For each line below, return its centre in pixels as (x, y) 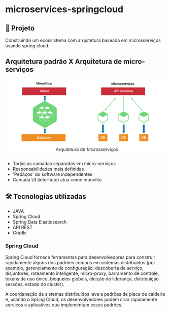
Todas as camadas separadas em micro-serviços (64, 164)
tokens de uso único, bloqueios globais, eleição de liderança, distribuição (82, 278)
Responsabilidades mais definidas (48, 169)
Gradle (20, 233)
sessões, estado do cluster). (35, 284)
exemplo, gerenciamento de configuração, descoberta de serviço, (74, 268)
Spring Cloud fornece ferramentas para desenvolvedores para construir (80, 257)
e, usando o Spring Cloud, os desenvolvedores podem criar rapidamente (81, 299)
